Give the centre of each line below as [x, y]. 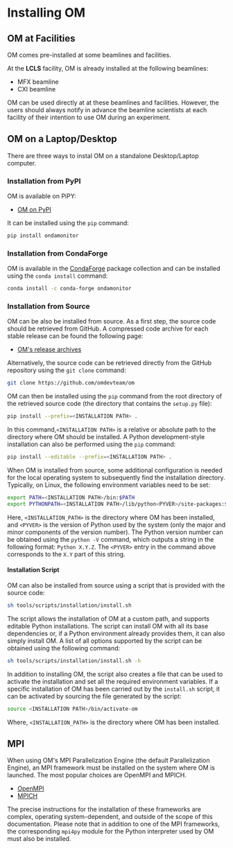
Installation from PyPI [44, 181]
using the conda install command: [58, 276]
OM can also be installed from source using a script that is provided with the [116, 585]
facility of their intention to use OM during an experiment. [89, 117]
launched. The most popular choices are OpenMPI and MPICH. [97, 775]
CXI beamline [36, 89]
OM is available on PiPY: [42, 196]
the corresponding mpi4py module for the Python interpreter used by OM [111, 831]
